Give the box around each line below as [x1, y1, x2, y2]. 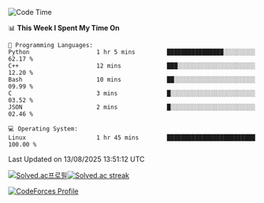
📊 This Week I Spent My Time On [8, 24, 120, 32]
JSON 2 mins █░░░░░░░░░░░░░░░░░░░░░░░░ [8, 103, 256, 111]
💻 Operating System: [8, 125, 79, 133]
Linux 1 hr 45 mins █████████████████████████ [8, 134, 256, 142]
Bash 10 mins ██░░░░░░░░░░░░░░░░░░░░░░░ [8, 76, 256, 83]
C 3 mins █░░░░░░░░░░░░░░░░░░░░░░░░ [8, 90, 256, 98]
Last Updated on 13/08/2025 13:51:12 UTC [8, 154, 145, 164]
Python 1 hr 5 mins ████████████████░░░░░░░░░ [8, 48, 256, 56]
